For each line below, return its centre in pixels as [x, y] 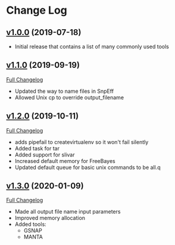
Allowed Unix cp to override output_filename [69, 97]
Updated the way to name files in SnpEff [64, 91]
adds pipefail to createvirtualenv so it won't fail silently [82, 142]
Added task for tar [37, 148]
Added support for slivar [45, 155]
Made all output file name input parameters [68, 212]
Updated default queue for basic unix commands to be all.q [87, 167]
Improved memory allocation [50, 218]
